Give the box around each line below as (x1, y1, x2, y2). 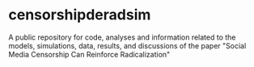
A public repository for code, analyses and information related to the (8, 32, 236, 42)
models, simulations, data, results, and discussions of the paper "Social (8, 40, 247, 50)
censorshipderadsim (8, 6, 151, 24)
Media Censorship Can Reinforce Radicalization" (8, 49, 171, 59)
